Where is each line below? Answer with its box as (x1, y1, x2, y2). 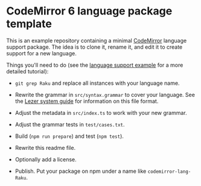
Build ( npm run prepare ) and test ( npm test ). (14, 132, 124, 140)
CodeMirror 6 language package (6, 4, 173, 18)
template (6, 17, 53, 31)
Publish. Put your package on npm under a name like (14, 167, 147, 175)
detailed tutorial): (6, 67, 49, 75)
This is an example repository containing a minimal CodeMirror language (6, 37, 187, 44)
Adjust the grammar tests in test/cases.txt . (14, 120, 125, 128)
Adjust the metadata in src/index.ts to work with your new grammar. (14, 109, 187, 116)
